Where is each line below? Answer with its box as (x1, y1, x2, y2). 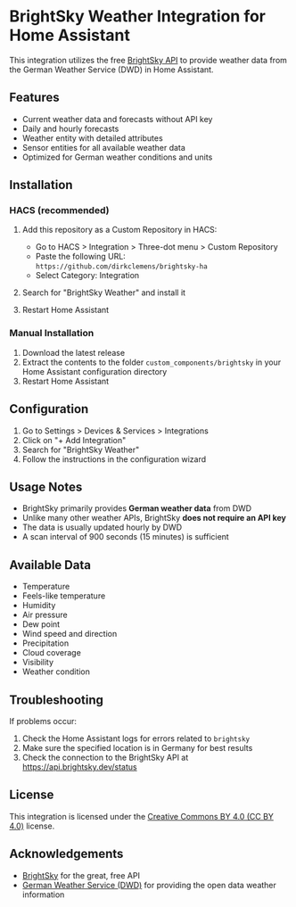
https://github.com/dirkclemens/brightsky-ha (35, 262, 208, 271)
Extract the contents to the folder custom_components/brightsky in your (21, 357, 282, 367)
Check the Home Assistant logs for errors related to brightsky (21, 733, 251, 744)
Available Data (9, 557, 92, 573)
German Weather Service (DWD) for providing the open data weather (21, 879, 276, 890)
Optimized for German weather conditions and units (21, 152, 213, 162)
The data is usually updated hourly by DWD (21, 522, 183, 532)
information (21, 889, 65, 900)
